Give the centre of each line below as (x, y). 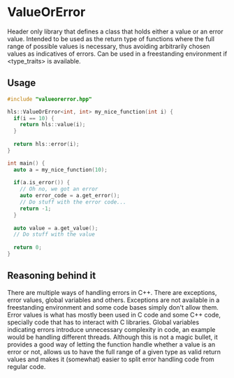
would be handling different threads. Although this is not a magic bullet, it (112, 337)
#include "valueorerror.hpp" (50, 99)
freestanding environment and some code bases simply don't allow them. (113, 307)
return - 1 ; (36, 209)
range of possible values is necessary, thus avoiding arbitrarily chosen (109, 46)
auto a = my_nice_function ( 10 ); (61, 169)
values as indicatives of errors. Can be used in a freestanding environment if (117, 54)
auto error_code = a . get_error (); (70, 196)
